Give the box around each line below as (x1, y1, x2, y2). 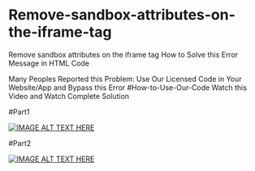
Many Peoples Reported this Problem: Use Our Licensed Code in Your (8, 74, 242, 83)
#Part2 (8, 138, 32, 147)
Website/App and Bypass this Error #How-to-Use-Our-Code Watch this (8, 83, 248, 92)
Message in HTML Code (8, 58, 90, 68)
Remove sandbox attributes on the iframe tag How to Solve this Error (8, 49, 239, 59)
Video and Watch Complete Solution (8, 91, 130, 100)
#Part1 (8, 107, 30, 117)
